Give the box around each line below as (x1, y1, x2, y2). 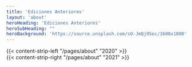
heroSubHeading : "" (6, 25, 55, 32)
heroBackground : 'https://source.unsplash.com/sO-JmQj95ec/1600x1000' (6, 31, 187, 37)
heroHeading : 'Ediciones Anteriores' (6, 20, 101, 26)
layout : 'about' (6, 14, 47, 20)
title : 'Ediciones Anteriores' (6, 8, 85, 15)
